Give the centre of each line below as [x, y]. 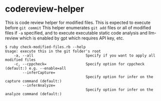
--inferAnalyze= [39, 85]
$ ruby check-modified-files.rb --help [45, 47]
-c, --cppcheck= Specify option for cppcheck [79, 64]
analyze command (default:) [34, 94]
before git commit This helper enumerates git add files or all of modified [78, 27]
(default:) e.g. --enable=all [36, 68]
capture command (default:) [34, 81]
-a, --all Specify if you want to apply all [85, 55]
